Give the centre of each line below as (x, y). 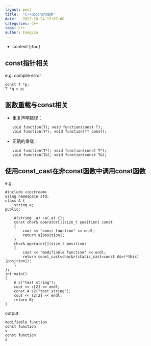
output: (12, 314)
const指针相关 (27, 63)
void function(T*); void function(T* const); (59, 131)
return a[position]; (44, 235)
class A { (15, 201)
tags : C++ (15, 28)
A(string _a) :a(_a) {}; (39, 218)
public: (13, 210)
